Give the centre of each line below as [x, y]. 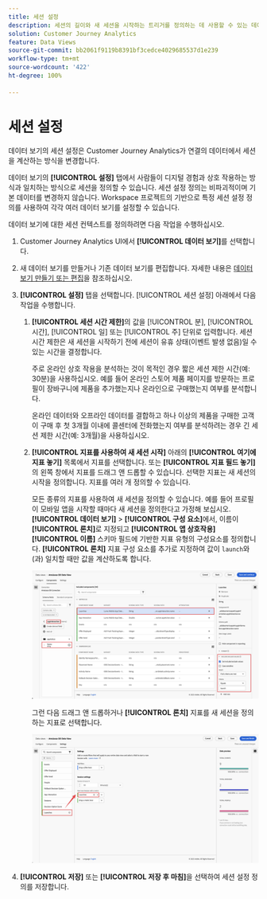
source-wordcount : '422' [49, 68]
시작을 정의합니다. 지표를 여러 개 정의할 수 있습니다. [111, 482]
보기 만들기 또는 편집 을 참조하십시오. [76, 278]
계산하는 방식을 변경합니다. [58, 160]
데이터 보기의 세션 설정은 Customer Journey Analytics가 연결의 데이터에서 [125, 150]
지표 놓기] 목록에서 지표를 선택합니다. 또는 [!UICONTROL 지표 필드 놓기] [143, 462]
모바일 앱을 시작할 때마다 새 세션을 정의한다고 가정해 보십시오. [135, 509]
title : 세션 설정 [34, 17]
